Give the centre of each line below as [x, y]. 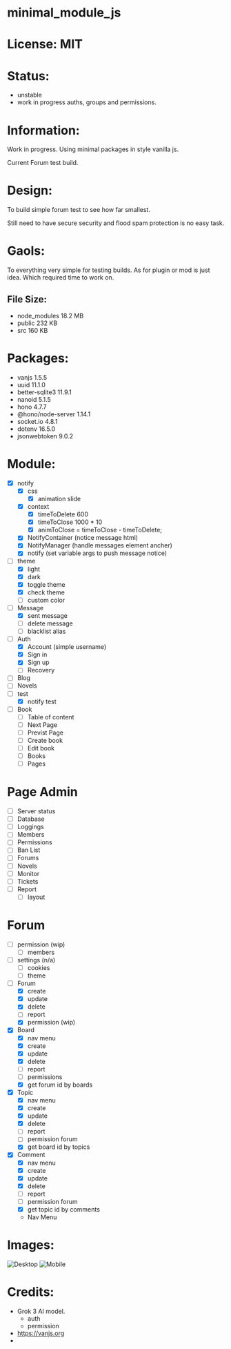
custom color [46, 600]
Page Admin [42, 792]
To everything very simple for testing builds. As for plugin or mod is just [109, 270]
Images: [31, 1245]
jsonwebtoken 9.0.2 [45, 436]
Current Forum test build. [43, 163]
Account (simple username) [67, 647]
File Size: [27, 299]
